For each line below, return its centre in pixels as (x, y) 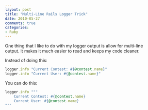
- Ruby (12, 32)
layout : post (18, 9)
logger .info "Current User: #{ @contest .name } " (53, 74)
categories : (17, 28)
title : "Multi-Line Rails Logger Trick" (47, 14)
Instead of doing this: (26, 60)
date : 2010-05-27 (23, 18)
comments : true (20, 23)
